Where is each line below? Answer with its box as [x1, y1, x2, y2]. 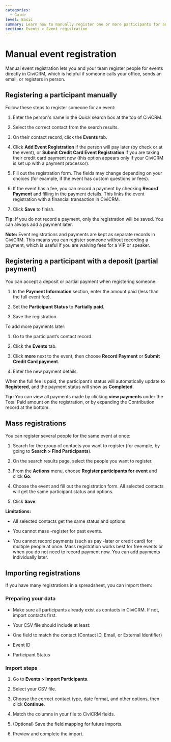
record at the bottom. [5, 404, 50, 411]
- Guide [10, 12, 26, 17]
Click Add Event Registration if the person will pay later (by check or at [12, 144, 163, 150]
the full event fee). [12, 294, 51, 300]
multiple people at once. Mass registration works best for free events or [12, 543, 163, 549]
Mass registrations [5, 419, 66, 428]
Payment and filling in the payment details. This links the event [12, 191, 145, 197]
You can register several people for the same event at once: [5, 432, 131, 439]
